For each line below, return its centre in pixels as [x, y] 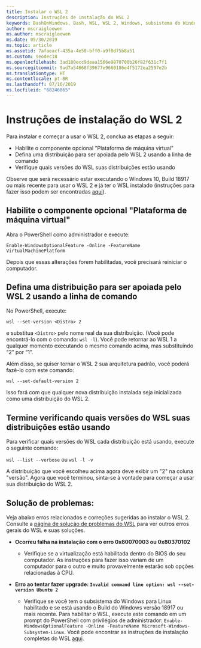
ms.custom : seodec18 [32, 57]
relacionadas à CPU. [49, 573]
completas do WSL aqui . [54, 638]
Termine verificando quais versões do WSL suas [98, 417]
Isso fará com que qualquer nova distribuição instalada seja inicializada [94, 393]
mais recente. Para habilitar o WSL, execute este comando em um [105, 614]
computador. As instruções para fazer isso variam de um [94, 560]
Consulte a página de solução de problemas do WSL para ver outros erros [98, 524]
